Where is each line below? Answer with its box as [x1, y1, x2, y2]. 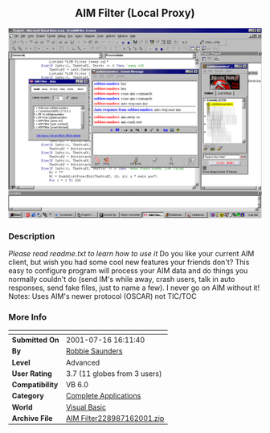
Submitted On [11, 335, 59, 345]
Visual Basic [65, 402, 107, 412]
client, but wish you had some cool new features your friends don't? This [8, 257, 250, 268]
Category [11, 391, 44, 401]
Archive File [11, 413, 53, 423]
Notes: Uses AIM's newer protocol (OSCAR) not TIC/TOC [8, 292, 197, 301]
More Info [8, 312, 47, 323]
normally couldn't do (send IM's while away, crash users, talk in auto [8, 275, 235, 284]
